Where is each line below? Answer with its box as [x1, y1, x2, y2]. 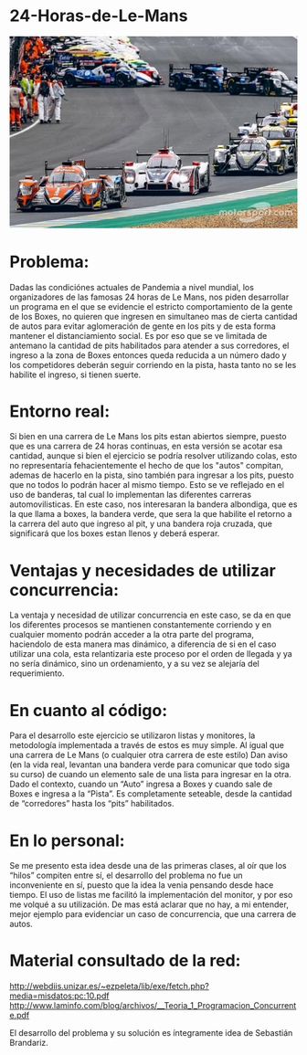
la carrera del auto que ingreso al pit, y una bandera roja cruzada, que [9, 518, 272, 530]
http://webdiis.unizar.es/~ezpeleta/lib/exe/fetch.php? [9, 981, 210, 992]
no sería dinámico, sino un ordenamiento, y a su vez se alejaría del [9, 659, 260, 670]
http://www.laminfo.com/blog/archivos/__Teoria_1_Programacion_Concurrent [9, 1000, 297, 1011]
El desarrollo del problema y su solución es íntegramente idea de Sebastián [9, 1028, 293, 1039]
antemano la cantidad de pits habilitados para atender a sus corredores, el [9, 340, 290, 351]
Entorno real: [9, 401, 111, 421]
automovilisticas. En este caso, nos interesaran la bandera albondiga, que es [9, 499, 298, 510]
